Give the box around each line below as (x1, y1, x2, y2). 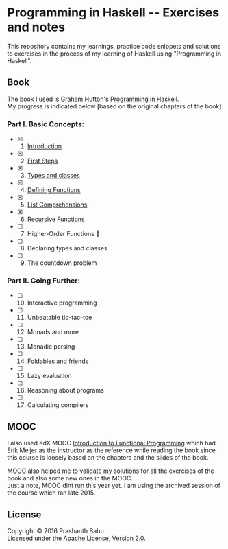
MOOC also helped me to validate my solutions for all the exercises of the (7, 467, 214, 475)
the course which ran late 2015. (7, 489, 96, 497)
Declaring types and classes (27, 244, 107, 253)
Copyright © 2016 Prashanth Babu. (7, 526, 106, 535)
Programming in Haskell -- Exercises (7, 5, 220, 21)
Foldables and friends (27, 357, 89, 365)
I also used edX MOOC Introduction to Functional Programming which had (7, 439, 216, 447)
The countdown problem (27, 259, 97, 267)
